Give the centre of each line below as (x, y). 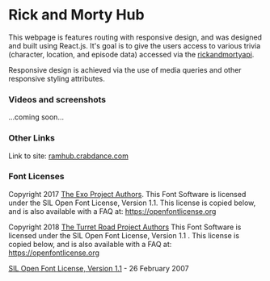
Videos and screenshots (57, 99)
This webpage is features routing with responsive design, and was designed (135, 37)
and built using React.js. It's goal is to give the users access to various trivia (135, 45)
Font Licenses (36, 177)
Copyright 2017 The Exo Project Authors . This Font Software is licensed (127, 194)
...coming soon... (36, 117)
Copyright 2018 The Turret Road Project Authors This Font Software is (125, 227)
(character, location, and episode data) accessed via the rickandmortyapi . (131, 54)
